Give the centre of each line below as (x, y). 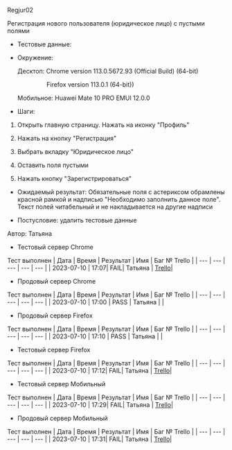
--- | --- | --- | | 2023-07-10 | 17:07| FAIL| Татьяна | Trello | (90, 268)
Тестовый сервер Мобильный (61, 384)
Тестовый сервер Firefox (54, 350)
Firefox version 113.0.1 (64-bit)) (90, 85)
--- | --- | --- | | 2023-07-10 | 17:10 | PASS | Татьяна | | (85, 336)
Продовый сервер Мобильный (63, 418)
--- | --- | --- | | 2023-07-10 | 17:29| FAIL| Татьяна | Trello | (90, 405)
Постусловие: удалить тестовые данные (77, 220)
